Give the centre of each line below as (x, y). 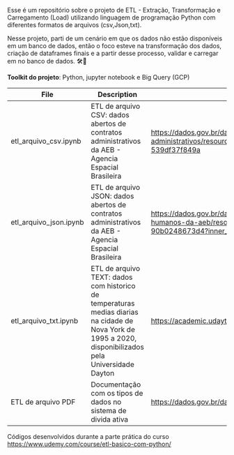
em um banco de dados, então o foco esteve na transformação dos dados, (114, 46)
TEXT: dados (111, 277)
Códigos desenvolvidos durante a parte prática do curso (88, 437)
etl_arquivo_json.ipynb (47, 222)
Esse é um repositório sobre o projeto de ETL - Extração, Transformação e (114, 10)
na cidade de (112, 321)
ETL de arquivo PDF (43, 402)
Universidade (112, 364)
